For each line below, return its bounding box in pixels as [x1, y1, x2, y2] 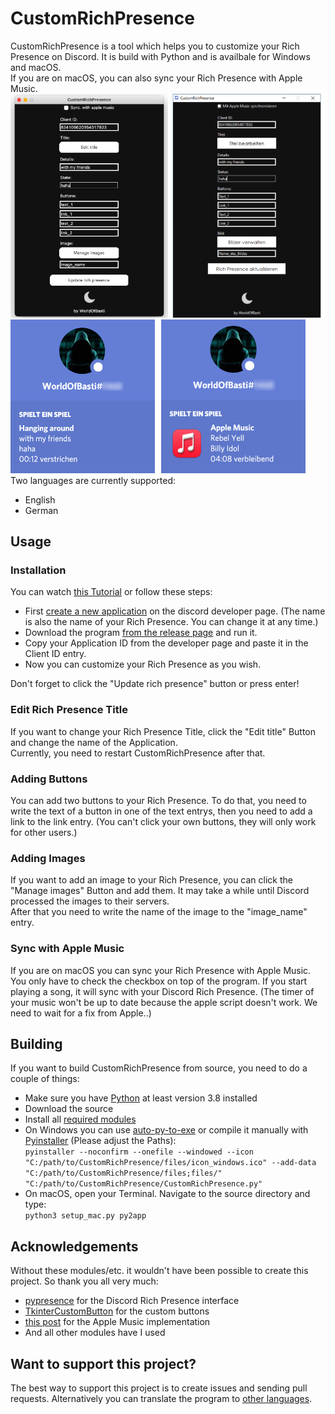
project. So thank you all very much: [10, 1275, 159, 1287]
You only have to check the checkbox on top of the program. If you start [10, 975, 308, 987]
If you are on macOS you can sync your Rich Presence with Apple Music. [10, 964, 312, 976]
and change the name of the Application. [10, 736, 178, 748]
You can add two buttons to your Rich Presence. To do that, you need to [10, 795, 307, 807]
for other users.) [10, 827, 78, 839]
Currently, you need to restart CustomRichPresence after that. [10, 747, 266, 759]
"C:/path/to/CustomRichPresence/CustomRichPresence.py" [24, 1179, 263, 1189]
